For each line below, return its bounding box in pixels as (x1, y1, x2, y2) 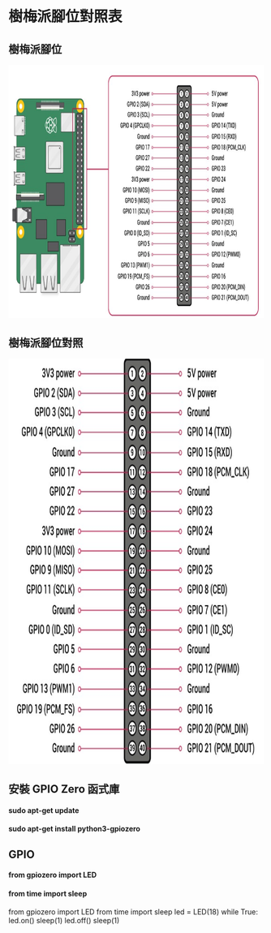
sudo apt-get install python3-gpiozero (8, 824, 140, 834)
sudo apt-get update (8, 805, 80, 815)
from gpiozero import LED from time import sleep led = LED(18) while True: (8, 906, 258, 917)
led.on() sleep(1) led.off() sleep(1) (8, 915, 120, 925)
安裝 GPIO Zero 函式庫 (8, 782, 120, 796)
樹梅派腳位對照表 (8, 7, 123, 26)
